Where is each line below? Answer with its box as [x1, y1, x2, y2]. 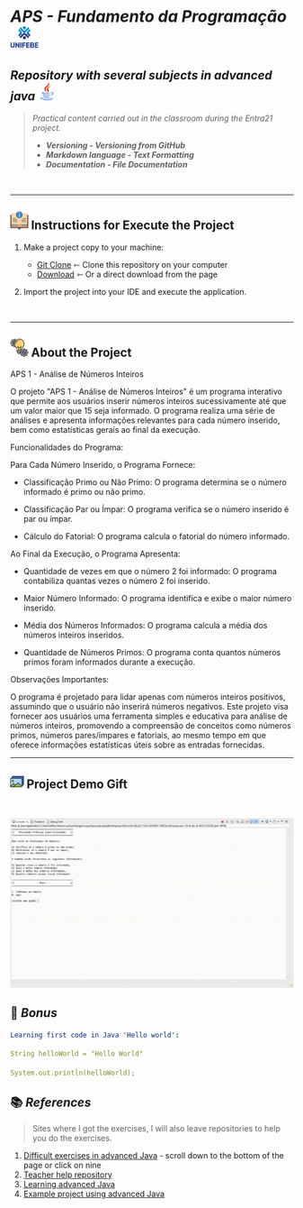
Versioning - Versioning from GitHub [45, 140, 186, 151]
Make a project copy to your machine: [22, 242, 165, 252]
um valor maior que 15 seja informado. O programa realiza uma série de [10, 406, 275, 416]
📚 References [10, 1094, 92, 1110]
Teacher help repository [22, 1169, 113, 1180]
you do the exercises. [31, 1132, 112, 1143]
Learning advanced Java [22, 1178, 116, 1189]
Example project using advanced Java [22, 1188, 165, 1199]
